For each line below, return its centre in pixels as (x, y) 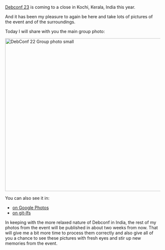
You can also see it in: (27, 198)
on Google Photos (31, 208)
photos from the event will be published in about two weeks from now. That (82, 228)
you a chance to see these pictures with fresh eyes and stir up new (73, 238)
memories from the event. (31, 243)
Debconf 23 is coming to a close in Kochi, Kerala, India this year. (70, 7)
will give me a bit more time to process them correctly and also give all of (79, 233)
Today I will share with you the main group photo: (55, 31)
